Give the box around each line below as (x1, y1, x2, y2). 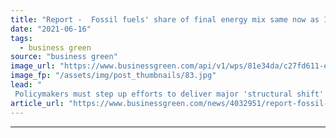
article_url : (10, 98, 65, 108)
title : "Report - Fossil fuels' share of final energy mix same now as (10, 14, 320, 25)
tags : (10, 33, 33, 43)
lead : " (10, 80, 43, 90)
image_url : (10, 61, 56, 71)
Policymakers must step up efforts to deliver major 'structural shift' (14, 89, 325, 99)
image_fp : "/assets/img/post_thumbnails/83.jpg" (10, 71, 217, 81)
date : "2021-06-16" (10, 24, 92, 34)
